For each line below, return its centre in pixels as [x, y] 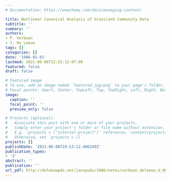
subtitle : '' [19, 24]
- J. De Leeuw [20, 43]
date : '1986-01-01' [26, 57]
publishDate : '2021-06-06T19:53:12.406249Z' [53, 147]
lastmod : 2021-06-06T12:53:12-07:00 [44, 62]
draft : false [19, 71]
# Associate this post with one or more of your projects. [72, 123]
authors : [15, 34]
